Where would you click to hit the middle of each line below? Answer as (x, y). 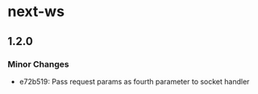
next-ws (36, 12)
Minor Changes (38, 64)
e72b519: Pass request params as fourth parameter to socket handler (134, 81)
